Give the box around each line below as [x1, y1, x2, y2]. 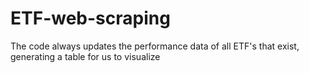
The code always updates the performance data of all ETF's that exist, [10, 40, 300, 52]
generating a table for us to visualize [10, 50, 161, 62]
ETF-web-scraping [10, 7, 171, 30]
